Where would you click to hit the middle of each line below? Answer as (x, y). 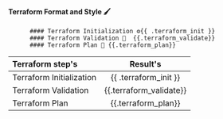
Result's (145, 64)
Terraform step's (45, 64)
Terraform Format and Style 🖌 (60, 11)
